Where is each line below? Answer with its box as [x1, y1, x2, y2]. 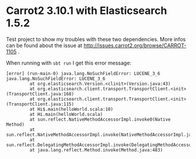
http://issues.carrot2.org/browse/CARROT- [83, 42, 187, 49]
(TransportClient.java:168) [6, 91, 75, 97]
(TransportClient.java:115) [6, 101, 75, 107]
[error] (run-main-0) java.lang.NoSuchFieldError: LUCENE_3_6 [6, 70, 160, 76]
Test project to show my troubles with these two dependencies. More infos [6, 36, 186, 43]
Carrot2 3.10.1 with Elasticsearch [6, 4, 167, 17]
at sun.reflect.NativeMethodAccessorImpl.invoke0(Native [29, 116, 171, 122]
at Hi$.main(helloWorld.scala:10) [29, 106, 114, 112]
